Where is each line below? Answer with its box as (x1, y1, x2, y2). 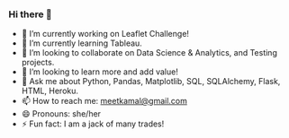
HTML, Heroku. (21, 85, 78, 97)
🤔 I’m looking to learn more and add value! (21, 66, 179, 77)
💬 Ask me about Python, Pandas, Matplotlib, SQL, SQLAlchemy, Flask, (21, 76, 281, 87)
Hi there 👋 (8, 8, 53, 21)
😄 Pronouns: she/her (21, 108, 101, 119)
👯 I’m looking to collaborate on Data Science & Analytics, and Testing (21, 47, 278, 58)
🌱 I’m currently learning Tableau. (21, 38, 143, 48)
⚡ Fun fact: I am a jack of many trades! (21, 118, 165, 129)
